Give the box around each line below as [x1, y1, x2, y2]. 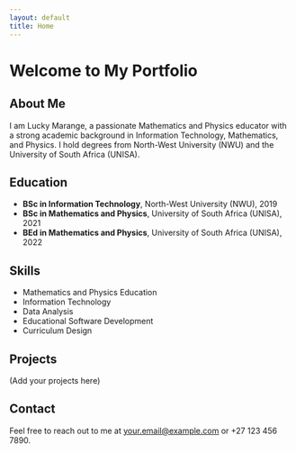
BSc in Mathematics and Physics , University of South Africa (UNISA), [22, 208, 283, 219]
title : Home [9, 22, 54, 31]
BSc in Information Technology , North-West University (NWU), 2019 [22, 199, 278, 210]
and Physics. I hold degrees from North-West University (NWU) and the [9, 139, 274, 149]
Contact [9, 402, 56, 417]
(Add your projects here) [9, 375, 101, 385]
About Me [9, 96, 66, 112]
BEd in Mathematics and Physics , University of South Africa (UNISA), [22, 227, 283, 239]
